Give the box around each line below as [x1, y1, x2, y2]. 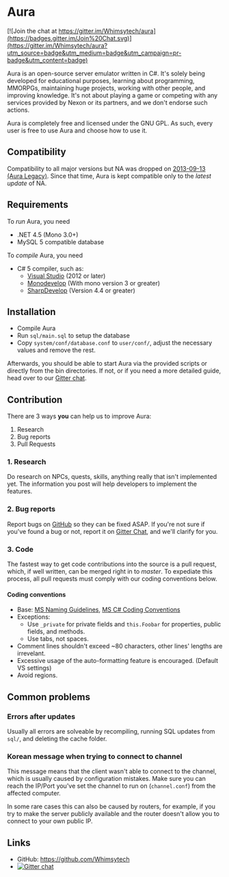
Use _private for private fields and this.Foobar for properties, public [27, 620, 221, 629]
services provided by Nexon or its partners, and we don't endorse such [7, 98, 208, 106]
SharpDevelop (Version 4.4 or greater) [27, 286, 135, 294]
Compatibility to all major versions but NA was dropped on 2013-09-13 [7, 164, 206, 172]
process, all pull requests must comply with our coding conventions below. [7, 574, 217, 583]
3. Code [7, 544, 34, 554]
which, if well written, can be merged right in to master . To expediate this [7, 568, 213, 576]
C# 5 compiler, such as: [16, 264, 84, 272]
